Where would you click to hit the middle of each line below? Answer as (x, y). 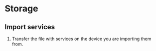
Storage (21, 9)
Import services (30, 27)
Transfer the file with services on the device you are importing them (81, 39)
